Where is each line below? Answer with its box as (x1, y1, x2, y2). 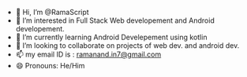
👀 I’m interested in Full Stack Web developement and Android (15, 16, 215, 25)
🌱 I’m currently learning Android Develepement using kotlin (15, 32, 208, 42)
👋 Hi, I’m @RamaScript (15, 8, 89, 16)
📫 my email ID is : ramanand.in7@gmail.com (15, 49, 162, 59)
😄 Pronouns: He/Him (15, 61, 85, 70)
